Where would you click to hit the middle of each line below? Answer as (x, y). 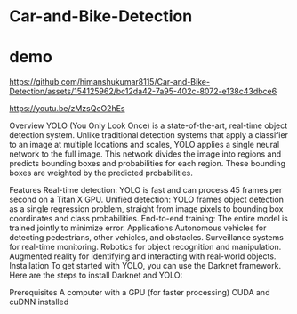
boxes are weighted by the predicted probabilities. (101, 173)
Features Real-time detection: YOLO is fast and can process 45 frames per (146, 190)
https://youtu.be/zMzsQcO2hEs (67, 109)
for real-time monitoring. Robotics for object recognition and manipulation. (145, 247)
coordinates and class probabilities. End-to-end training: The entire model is (149, 219)
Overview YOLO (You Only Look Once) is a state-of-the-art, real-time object (148, 125)
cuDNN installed (39, 302)
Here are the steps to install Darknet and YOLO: (96, 275)
